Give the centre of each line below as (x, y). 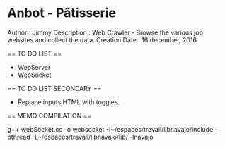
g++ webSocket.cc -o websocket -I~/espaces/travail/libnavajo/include (110, 129)
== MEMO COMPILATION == (50, 116)
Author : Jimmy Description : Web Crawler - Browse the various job (105, 32)
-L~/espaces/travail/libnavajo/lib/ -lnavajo (92, 137)
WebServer (34, 67)
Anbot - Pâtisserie (62, 13)
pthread (19, 137)
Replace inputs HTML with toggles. (69, 102)
